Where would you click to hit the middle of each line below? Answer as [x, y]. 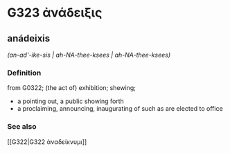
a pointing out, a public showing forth [71, 101]
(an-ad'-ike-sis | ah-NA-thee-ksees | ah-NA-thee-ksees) [89, 55]
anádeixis [29, 38]
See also [22, 127]
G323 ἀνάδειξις [55, 13]
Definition [24, 73]
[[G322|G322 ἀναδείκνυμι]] [47, 142]
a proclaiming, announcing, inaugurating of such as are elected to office [120, 109]
